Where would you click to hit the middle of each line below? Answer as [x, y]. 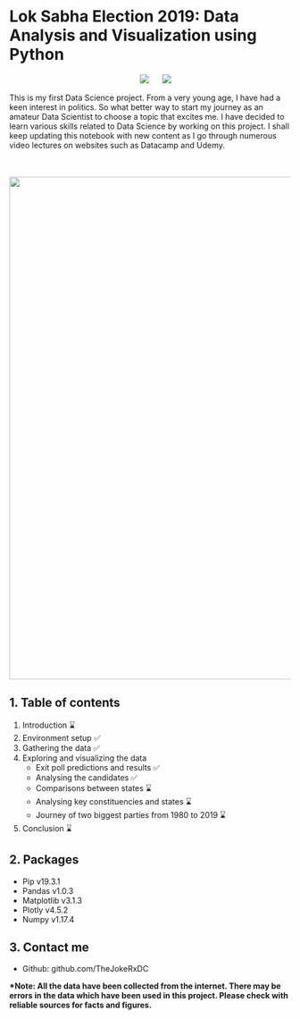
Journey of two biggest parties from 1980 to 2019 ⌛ [130, 814]
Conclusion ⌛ [47, 828]
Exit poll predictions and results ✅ [98, 767]
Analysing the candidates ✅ [87, 777]
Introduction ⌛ [49, 725]
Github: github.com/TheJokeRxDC [85, 969]
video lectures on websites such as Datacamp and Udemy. [117, 145]
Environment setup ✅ [61, 737]
